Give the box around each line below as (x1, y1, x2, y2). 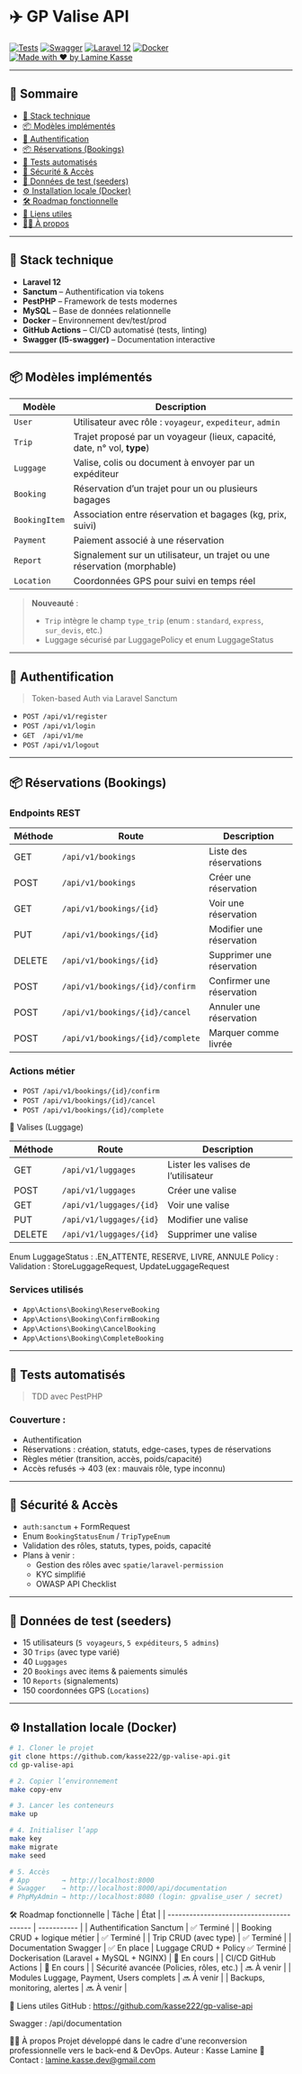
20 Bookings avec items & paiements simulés (22, 1666, 189, 1677)
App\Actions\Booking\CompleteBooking (22, 1334, 164, 1343)
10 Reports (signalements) (22, 1676, 120, 1686)
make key (9, 1834, 42, 1843)
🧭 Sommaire (9, 87, 79, 102)
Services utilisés (9, 1284, 84, 1296)
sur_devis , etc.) (44, 625, 103, 635)
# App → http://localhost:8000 (9, 1876, 155, 1885)
